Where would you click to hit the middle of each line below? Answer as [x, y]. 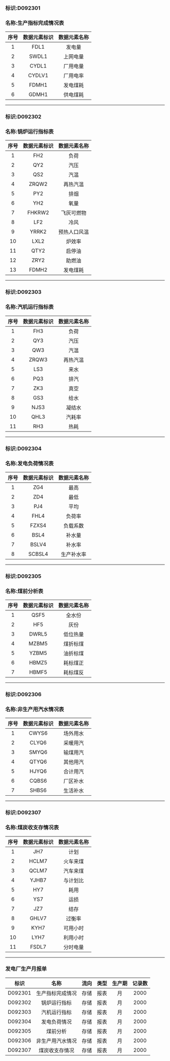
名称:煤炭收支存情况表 [32, 828]
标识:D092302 [23, 117]
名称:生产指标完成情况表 [35, 23]
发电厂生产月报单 [26, 969]
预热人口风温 [74, 232]
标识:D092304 [24, 448]
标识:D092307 [23, 813]
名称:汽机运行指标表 [30, 307]
